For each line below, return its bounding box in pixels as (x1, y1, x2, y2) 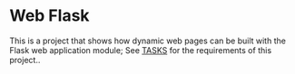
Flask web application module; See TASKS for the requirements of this (9, 44, 272, 55)
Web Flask (9, 5, 90, 26)
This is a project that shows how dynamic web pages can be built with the (9, 35, 286, 46)
